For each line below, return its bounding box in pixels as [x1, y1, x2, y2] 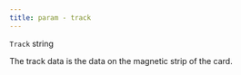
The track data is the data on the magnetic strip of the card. [9, 55, 234, 66]
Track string [9, 38, 55, 49]
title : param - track [9, 13, 92, 23]
